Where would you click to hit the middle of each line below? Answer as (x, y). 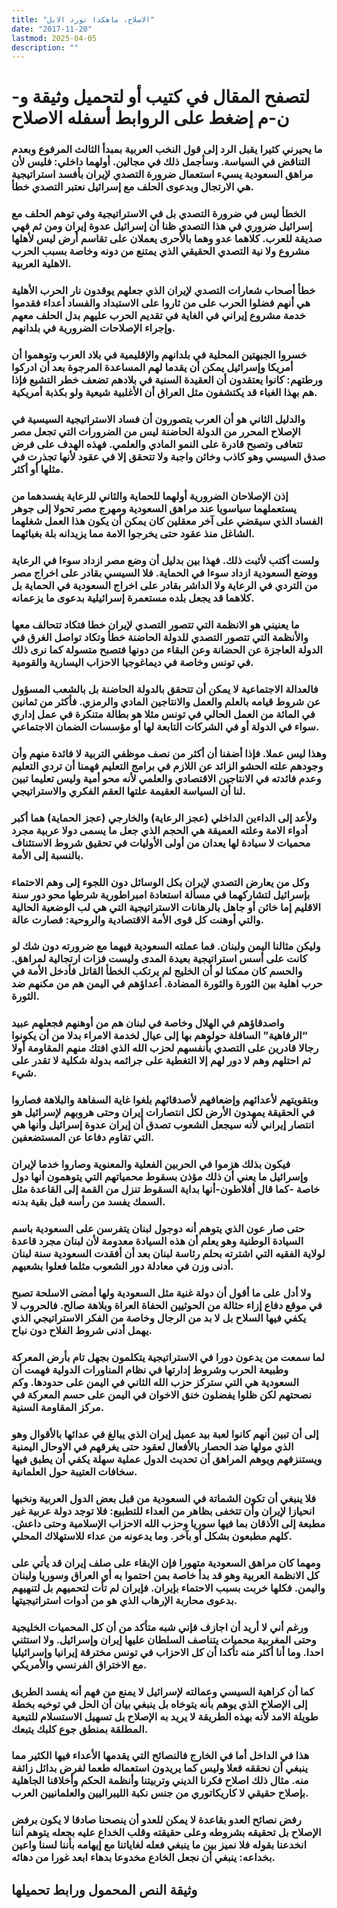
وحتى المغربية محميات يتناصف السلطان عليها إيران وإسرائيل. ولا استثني (164, 1639)
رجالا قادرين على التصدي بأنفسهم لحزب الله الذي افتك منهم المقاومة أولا (165, 1048)
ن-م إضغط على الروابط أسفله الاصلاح (150, 118)
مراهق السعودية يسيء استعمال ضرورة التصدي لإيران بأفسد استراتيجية (162, 174)
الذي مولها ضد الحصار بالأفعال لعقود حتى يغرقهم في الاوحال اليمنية (152, 1446)
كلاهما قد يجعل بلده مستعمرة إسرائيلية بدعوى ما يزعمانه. (133, 598)
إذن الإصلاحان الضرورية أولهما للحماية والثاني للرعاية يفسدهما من (150, 496)
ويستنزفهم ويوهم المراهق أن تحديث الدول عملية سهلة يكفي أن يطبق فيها (167, 1459)
